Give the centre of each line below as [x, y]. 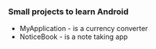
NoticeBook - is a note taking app [73, 37]
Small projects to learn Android [69, 12]
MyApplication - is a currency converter [83, 29]
